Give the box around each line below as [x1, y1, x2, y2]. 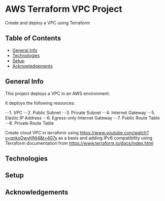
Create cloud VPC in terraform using [5, 129, 79, 135]
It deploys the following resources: [5, 100, 75, 106]
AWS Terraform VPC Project [5, 3, 122, 15]
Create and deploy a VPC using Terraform [5, 20, 90, 26]
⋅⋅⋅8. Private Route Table [5, 120, 54, 126]
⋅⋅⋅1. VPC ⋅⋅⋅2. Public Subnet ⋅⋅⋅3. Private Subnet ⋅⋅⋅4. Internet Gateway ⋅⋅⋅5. [5, 110, 156, 116]
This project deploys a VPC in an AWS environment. [5, 90, 110, 96]
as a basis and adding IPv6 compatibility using [58, 135, 153, 141]
